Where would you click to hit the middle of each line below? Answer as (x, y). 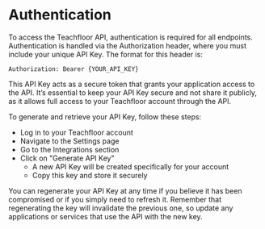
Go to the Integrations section (69, 149)
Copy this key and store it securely (90, 175)
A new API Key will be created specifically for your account (130, 166)
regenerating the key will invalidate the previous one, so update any (121, 208)
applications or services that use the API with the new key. (106, 216)
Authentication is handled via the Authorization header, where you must (127, 45)
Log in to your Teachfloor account (76, 132)
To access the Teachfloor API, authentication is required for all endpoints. (130, 37)
